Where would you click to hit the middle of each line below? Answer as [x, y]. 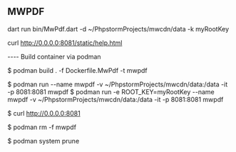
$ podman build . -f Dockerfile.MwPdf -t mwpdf [77, 70]
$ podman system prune [43, 141]
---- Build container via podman [54, 56]
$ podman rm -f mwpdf [42, 127]
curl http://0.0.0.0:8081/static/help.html [65, 43]
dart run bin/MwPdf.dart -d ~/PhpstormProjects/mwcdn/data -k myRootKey [118, 29]
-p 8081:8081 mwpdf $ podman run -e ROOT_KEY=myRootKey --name [111, 91]
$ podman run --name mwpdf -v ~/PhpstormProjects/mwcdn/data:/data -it [118, 84]
